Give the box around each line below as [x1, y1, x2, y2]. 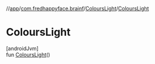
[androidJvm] [6, 45, 39, 52]
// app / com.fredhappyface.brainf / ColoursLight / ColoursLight [6, 5, 149, 12]
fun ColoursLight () [6, 51, 50, 58]
